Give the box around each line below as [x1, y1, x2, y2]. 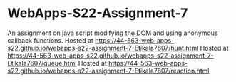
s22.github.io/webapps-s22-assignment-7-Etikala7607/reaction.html [7, 66, 210, 75]
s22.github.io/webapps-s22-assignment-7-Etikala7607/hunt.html [7, 43, 199, 52]
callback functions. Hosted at [7, 36, 94, 44]
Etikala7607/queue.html [7, 58, 77, 67]
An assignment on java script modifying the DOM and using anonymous [7, 29, 218, 37]
